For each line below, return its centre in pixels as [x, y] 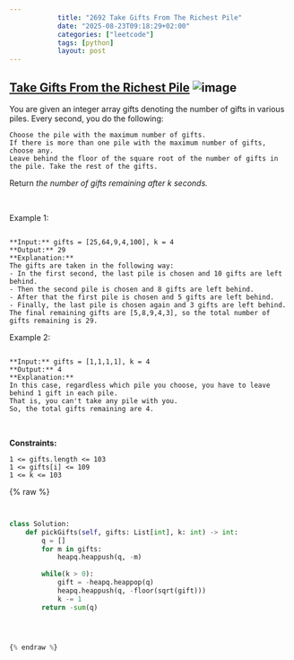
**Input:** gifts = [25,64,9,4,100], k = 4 [92, 242]
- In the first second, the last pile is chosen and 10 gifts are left [146, 273]
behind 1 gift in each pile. [64, 393]
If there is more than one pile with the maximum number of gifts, [138, 143]
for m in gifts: [72, 549]
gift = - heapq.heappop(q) [105, 583]
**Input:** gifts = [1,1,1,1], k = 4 [80, 361]
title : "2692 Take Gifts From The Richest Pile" [150, 18]
